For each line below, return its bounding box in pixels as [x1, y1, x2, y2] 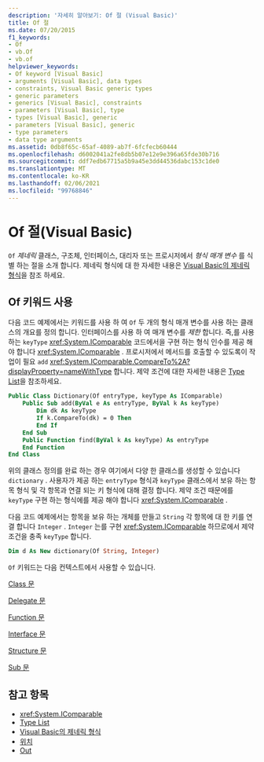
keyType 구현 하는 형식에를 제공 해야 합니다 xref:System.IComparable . [8, 496, 228, 505]
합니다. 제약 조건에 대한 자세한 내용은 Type [113, 367, 245, 376]
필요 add [22, 357, 49, 366]
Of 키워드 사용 [8, 295, 73, 309]
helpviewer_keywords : [8, 63, 79, 71]
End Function [22, 443, 65, 452]
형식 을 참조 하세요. [8, 270, 65, 280]
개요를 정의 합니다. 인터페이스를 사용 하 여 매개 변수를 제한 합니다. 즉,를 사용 [22, 328, 255, 337]
